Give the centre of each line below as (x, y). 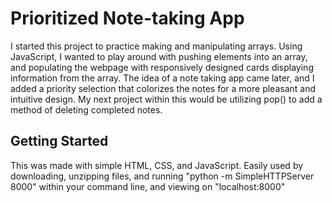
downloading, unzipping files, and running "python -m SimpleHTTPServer (162, 176)
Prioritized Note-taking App (127, 18)
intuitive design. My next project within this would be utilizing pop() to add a (166, 99)
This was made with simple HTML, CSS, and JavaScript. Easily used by (157, 165)
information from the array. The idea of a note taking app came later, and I (162, 78)
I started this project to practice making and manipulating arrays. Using (156, 46)
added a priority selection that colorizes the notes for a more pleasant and (163, 88)
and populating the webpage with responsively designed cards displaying (162, 67)
